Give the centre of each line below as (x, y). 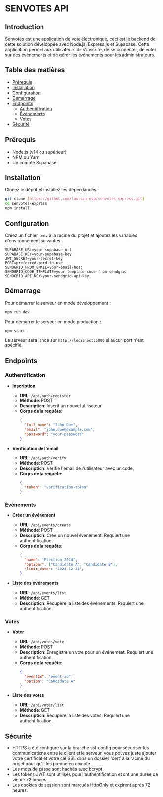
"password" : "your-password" (54, 434)
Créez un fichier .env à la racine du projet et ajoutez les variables (71, 235)
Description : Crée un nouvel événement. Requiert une (75, 535)
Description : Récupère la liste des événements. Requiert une (82, 603)
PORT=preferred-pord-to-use (34, 263)
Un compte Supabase (34, 162)
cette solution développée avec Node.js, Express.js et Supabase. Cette (77, 44)
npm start (15, 331)
